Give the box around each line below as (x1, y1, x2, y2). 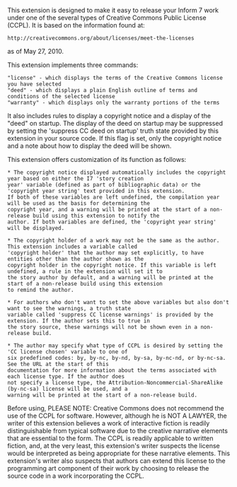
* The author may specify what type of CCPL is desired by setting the (7, 342, 223, 349)
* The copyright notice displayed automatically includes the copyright (7, 169, 226, 176)
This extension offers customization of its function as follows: (7, 156, 187, 163)
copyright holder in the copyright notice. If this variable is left (7, 262, 217, 269)
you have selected (7, 81, 62, 88)
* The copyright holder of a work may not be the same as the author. (7, 237, 220, 244)
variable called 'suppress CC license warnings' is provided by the (7, 311, 214, 318)
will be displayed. (7, 225, 65, 232)
